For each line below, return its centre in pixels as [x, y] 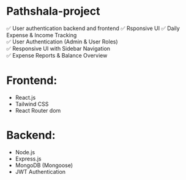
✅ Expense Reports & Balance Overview [57, 55]
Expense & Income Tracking [42, 35]
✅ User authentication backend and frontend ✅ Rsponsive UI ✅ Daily [93, 28]
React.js [25, 97]
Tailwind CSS [32, 104]
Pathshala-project [53, 11]
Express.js [28, 159]
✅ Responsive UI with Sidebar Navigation [58, 48]
